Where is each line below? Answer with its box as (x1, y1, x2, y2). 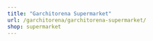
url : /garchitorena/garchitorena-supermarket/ (7, 17, 147, 24)
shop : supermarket (7, 23, 61, 30)
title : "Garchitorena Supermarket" (7, 10, 112, 17)
